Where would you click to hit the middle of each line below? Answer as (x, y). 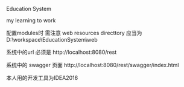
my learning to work (31, 20)
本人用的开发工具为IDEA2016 (42, 78)
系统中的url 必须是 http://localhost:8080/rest (62, 52)
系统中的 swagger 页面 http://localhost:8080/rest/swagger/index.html (93, 65)
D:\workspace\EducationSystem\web (52, 40)
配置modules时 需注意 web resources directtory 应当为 (74, 33)
